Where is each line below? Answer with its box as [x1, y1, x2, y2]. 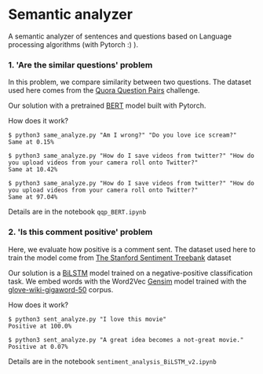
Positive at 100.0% [8, 322, 72, 330]
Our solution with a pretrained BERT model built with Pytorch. [8, 101, 206, 111]
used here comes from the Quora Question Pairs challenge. [8, 86, 200, 95]
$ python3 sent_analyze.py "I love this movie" [8, 315, 167, 323]
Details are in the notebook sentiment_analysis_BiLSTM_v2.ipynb [8, 356, 217, 366]
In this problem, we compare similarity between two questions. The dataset [8, 77, 252, 87]
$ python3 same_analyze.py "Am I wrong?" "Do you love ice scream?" [8, 131, 237, 139]
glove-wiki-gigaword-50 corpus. [8, 284, 114, 294]
